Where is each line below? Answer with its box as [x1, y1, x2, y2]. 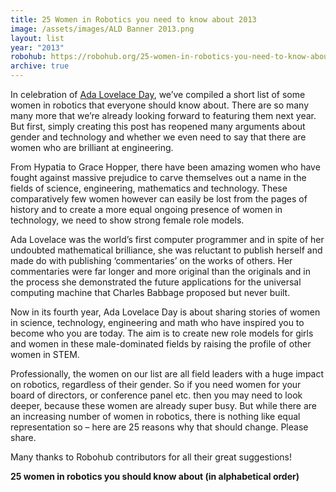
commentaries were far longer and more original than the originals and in [10, 266, 311, 277]
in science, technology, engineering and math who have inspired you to [10, 317, 305, 328]
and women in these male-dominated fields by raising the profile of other [10, 338, 312, 350]
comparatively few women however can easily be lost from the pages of [10, 193, 308, 205]
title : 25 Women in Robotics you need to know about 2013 [10, 14, 257, 25]
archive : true [10, 61, 70, 71]
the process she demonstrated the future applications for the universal [10, 276, 302, 288]
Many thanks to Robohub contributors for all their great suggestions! [10, 451, 293, 463]
